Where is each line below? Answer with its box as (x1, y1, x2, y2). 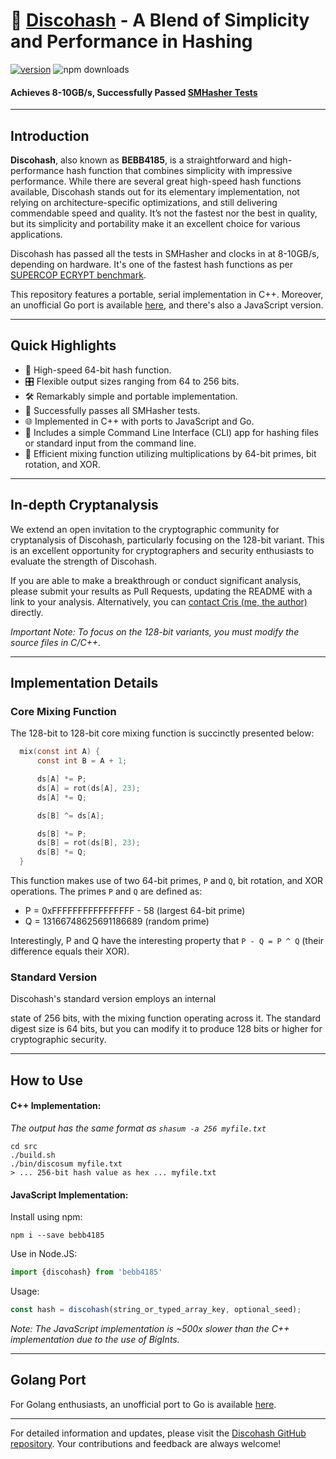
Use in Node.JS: (10, 1248, 78, 1260)
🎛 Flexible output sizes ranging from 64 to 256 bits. (24, 375, 240, 387)
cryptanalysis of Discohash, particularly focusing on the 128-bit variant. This (10, 534, 325, 546)
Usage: (10, 1285, 40, 1297)
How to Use (10, 1072, 84, 1089)
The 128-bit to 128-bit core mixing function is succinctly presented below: (10, 727, 315, 739)
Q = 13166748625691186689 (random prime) (24, 915, 210, 928)
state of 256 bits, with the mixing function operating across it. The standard (10, 1012, 322, 1024)
